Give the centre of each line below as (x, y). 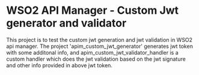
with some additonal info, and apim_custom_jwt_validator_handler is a (92, 52)
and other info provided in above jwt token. (60, 65)
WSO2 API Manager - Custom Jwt (93, 10)
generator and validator (66, 23)
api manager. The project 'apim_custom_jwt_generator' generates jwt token (100, 46)
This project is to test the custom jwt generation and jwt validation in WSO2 (99, 40)
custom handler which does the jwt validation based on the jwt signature (96, 59)
